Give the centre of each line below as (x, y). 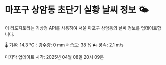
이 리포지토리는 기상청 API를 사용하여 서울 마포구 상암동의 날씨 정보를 (73, 28)
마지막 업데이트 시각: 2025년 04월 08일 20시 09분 (55, 57)
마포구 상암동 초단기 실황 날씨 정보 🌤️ (77, 10)
